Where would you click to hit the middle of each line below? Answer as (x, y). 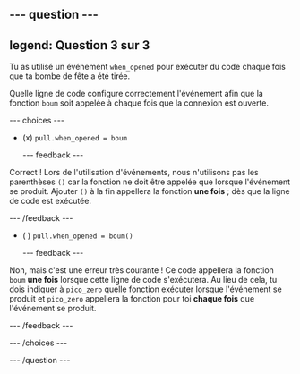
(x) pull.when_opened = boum (75, 138)
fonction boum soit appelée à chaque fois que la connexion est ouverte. (139, 103)
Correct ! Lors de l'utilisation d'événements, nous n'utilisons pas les (134, 173)
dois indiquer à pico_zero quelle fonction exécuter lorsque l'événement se (146, 289)
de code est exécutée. (51, 201)
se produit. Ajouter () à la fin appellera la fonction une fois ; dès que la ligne (150, 191)
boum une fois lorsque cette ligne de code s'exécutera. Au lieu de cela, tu (143, 280)
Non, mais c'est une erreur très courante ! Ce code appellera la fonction (142, 270)
